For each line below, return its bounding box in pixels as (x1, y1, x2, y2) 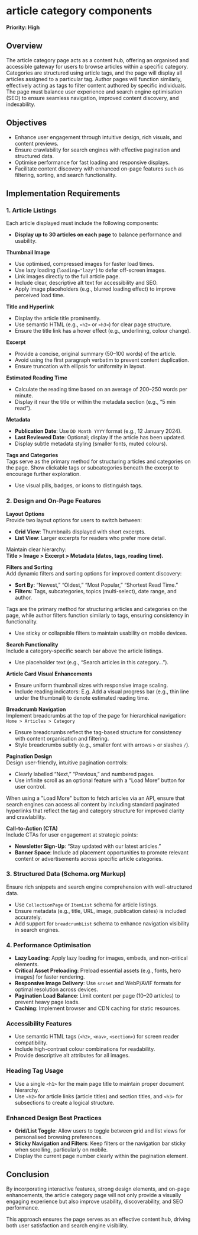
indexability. (6, 101, 35, 108)
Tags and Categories (6, 452, 59, 459)
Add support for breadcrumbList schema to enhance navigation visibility (14, 919, 190, 927)
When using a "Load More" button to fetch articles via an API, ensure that (6, 795, 185, 802)
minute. (14, 392, 34, 399)
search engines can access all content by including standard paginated (6, 800, 180, 808)
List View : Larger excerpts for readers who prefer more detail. (14, 534, 167, 541)
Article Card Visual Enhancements (6, 670, 93, 677)
